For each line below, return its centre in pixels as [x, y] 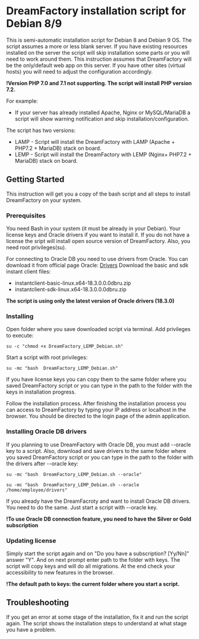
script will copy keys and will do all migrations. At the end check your [91, 566]
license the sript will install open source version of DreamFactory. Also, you [98, 241]
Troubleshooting [38, 602]
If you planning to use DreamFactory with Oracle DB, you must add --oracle [99, 445]
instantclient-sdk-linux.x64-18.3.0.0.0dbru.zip [70, 289]
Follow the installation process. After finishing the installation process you [96, 404]
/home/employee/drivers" [37, 490]
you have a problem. [31, 629]
